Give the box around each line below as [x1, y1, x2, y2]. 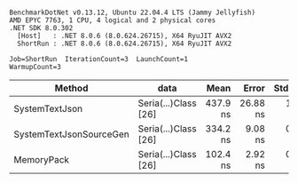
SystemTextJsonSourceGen [13, 128, 130, 140]
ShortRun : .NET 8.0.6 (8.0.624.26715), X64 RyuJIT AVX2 [17, 39, 232, 48]
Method [54, 82, 89, 94]
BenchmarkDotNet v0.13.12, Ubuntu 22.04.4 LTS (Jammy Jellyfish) [9, 8, 255, 17]
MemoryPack [13, 154, 69, 165]
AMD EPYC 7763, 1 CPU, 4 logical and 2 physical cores [9, 16, 216, 25]
